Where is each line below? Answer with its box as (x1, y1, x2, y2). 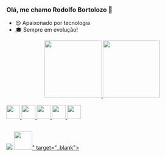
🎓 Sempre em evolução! (15, 26, 78, 33)
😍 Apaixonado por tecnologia (15, 19, 90, 27)
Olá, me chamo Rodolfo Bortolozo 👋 (6, 5, 113, 14)
